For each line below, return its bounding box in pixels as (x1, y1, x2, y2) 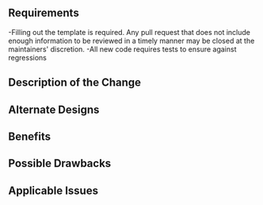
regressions (8, 52, 48, 62)
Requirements (8, 6, 79, 20)
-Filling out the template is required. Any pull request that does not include (8, 27, 251, 37)
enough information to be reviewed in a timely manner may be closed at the (8, 36, 255, 45)
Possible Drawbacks (8, 157, 112, 170)
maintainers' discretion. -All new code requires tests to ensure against (8, 44, 237, 54)
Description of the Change (8, 75, 141, 90)
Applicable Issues (8, 184, 99, 197)
